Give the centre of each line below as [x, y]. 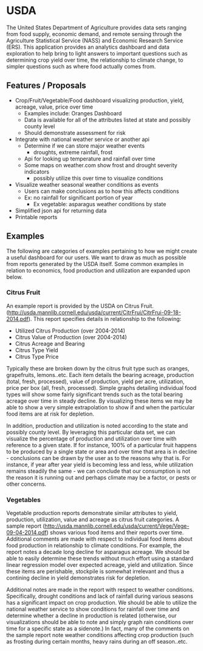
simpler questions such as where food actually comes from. [81, 66]
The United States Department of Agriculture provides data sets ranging [97, 27]
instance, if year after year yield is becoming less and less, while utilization [100, 464]
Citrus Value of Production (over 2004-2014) [71, 337]
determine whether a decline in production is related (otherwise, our [92, 616]
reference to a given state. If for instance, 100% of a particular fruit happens [101, 445]
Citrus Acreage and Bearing [50, 343]
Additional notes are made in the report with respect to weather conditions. [100, 590]
